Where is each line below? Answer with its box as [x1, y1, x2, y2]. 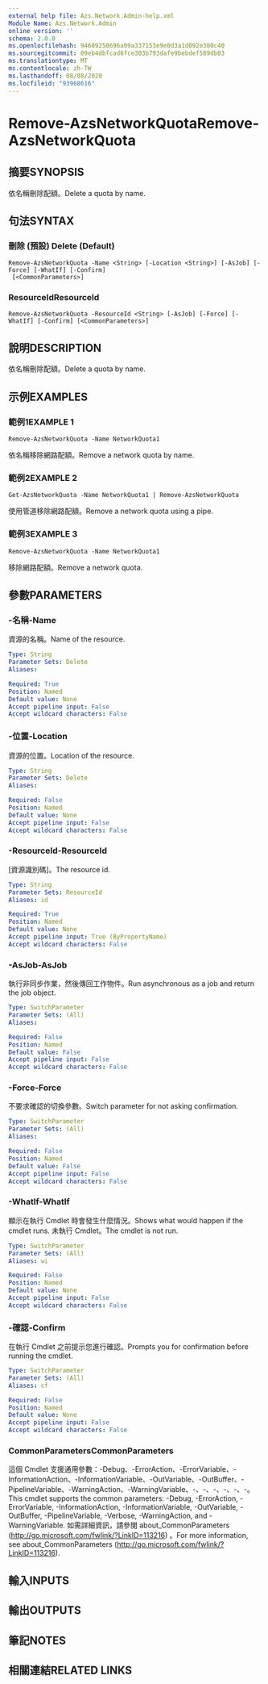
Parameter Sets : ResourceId [8, 888, 103, 896]
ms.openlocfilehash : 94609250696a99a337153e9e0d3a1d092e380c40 [8, 42, 225, 50]
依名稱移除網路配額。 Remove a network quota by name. [8, 449, 195, 460]
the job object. [8, 988, 56, 997]
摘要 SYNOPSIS [8, 165, 85, 179]
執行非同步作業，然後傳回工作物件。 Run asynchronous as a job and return [8, 979, 255, 988]
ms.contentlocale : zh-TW [8, 65, 92, 73]
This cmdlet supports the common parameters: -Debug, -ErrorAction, [8, 1494, 239, 1503]
